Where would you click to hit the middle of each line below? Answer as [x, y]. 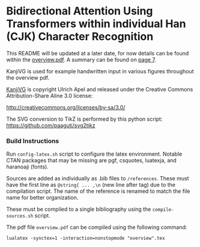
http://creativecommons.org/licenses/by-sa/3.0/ [66, 107]
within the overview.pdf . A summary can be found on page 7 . [81, 59]
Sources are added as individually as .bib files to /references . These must [98, 178]
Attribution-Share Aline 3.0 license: [50, 96]
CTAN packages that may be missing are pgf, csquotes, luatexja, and [92, 160]
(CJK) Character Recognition [80, 37]
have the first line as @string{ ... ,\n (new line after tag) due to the [91, 185]
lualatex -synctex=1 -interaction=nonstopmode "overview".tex [86, 239]
